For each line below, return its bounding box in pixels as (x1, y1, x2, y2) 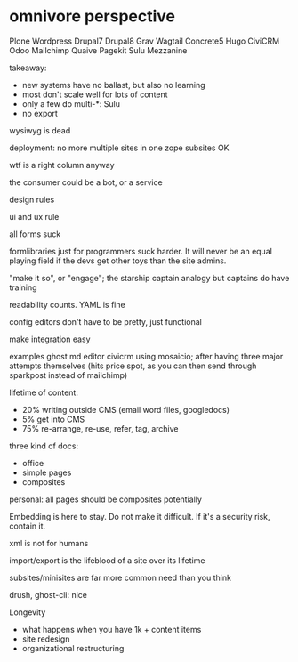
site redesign (21, 634, 70, 644)
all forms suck (9, 229, 61, 239)
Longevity (9, 607, 46, 618)
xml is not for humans (9, 537, 89, 548)
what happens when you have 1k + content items (21, 624, 202, 634)
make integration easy (9, 334, 91, 344)
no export (21, 108, 58, 118)
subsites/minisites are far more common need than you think (9, 572, 231, 583)
